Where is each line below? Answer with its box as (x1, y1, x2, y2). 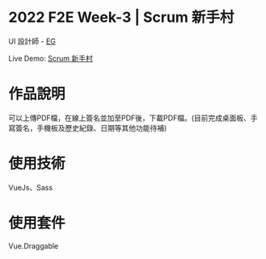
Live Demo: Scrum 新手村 (8, 53, 93, 63)
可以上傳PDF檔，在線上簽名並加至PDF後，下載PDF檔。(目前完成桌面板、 (8, 113, 251, 123)
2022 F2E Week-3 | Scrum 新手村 (8, 8, 234, 27)
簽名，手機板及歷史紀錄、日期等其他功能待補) (15, 123, 167, 132)
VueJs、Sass (8, 182, 53, 192)
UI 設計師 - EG (8, 36, 57, 46)
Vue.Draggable (8, 240, 59, 251)
